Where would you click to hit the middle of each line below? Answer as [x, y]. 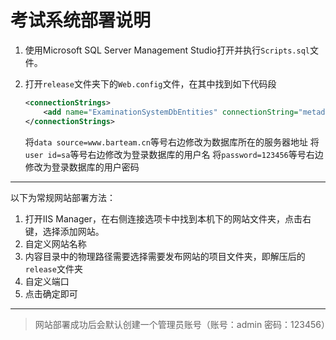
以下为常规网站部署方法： [63, 197]
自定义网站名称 [55, 243]
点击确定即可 [51, 293]
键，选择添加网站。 [64, 231]
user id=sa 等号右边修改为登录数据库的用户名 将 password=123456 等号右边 [174, 154]
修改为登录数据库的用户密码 [82, 167]
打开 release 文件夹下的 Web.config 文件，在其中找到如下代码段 [150, 83]
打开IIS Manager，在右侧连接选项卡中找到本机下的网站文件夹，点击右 [168, 218]
